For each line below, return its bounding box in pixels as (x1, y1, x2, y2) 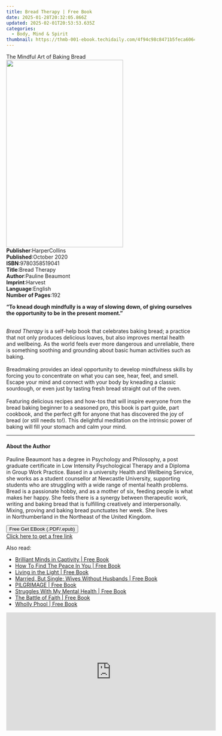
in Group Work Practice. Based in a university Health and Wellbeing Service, (6, 468, 194, 476)
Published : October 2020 (6, 253, 68, 260)
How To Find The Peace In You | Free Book (14, 562, 121, 570)
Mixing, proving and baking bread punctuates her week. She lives (6, 507, 168, 514)
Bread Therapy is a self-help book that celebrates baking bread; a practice (6, 328, 190, 335)
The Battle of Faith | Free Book (14, 594, 90, 602)
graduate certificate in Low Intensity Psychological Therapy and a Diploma (6, 462, 190, 470)
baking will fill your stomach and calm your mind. (6, 423, 127, 430)
